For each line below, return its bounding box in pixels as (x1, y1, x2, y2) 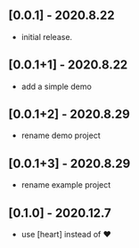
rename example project (20, 180, 111, 190)
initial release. (20, 31, 73, 42)
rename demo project (20, 130, 101, 141)
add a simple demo (20, 81, 93, 92)
